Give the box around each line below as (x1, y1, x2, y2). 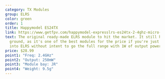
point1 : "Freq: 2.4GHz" (5, 53, 54, 58)
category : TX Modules (5, 7, 50, 12)
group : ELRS (5, 12, 29, 17)
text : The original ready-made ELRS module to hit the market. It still (5, 35, 157, 40)
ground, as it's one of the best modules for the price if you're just (9, 39, 160, 44)
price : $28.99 (5, 48, 34, 53)
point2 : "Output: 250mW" (5, 57, 56, 62)
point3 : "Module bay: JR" (5, 62, 58, 67)
